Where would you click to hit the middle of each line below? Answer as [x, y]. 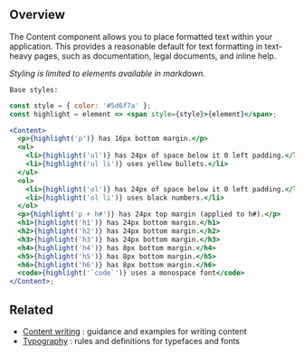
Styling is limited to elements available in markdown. [108, 73]
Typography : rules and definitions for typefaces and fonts [131, 341]
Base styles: [34, 89]
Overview [38, 15]
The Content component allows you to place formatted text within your [141, 36]
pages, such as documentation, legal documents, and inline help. [155, 56]
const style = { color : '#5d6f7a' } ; [81, 106]
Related [32, 309]
